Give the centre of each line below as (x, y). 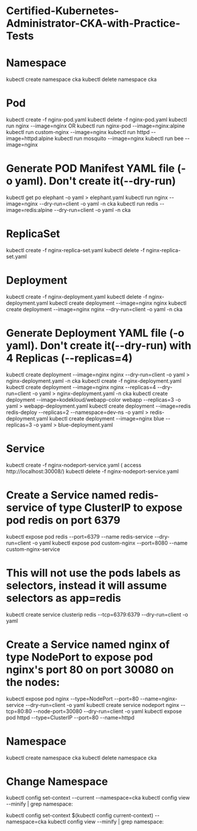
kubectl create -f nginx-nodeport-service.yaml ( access (74, 465)
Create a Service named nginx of (88, 644)
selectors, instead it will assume (86, 585)
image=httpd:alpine (30, 138)
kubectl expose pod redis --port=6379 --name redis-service (80, 536)
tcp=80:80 (19, 711)
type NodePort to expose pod (80, 657)
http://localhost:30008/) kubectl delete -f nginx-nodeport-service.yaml (92, 471)
